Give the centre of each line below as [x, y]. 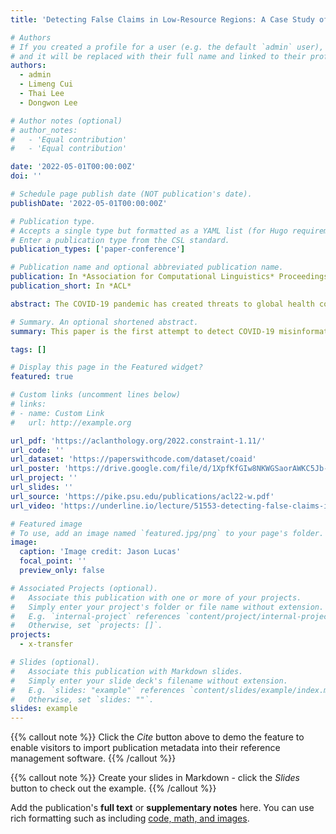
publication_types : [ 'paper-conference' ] [98, 249]
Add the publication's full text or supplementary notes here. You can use [162, 808]
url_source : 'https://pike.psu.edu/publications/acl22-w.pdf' [142, 496]
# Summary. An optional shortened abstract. [104, 322]
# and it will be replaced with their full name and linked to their [158, 56]
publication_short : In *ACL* [71, 286]
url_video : [33, 506]
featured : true [42, 377]
